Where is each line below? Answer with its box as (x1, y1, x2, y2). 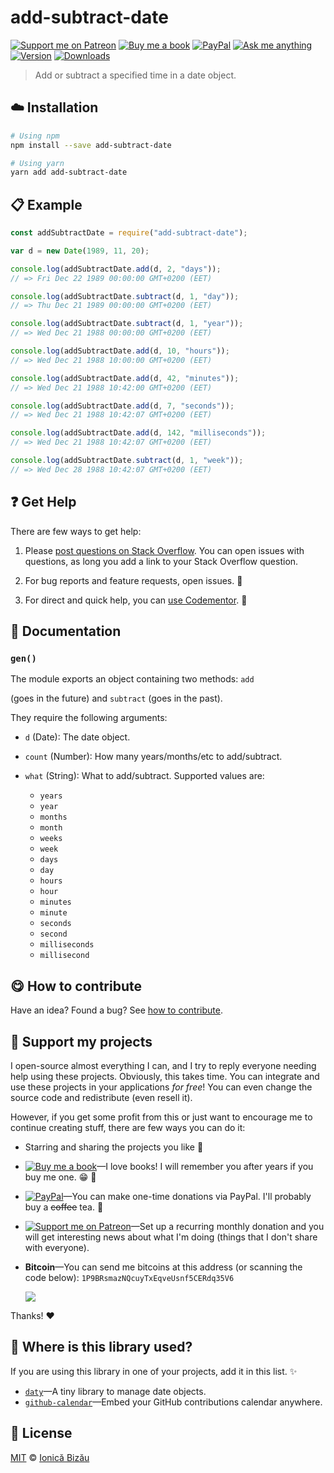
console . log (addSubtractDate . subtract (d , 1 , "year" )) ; (10, 319, 244, 329)
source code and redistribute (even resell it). (10, 1091, 193, 1103)
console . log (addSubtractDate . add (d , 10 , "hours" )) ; (10, 346, 230, 356)
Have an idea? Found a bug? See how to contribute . (10, 1004, 223, 1016)
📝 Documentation (10, 623, 122, 640)
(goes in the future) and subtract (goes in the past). (10, 692, 223, 705)
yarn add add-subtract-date (10, 167, 128, 178)
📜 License (10, 1425, 73, 1442)
